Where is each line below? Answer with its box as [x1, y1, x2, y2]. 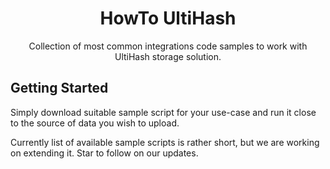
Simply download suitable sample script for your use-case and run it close [10, 106, 317, 118]
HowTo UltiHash [99, 7, 237, 30]
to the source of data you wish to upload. [10, 117, 180, 129]
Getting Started [10, 80, 109, 97]
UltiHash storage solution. [114, 50, 222, 62]
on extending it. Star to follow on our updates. [10, 147, 199, 159]
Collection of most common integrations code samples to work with [28, 40, 308, 52]
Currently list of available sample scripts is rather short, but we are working [10, 136, 320, 148]
